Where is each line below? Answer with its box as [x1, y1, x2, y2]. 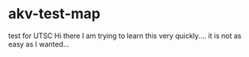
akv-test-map [8, 5, 101, 23]
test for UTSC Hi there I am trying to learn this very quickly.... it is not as [8, 31, 242, 40]
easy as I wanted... [8, 39, 70, 48]
